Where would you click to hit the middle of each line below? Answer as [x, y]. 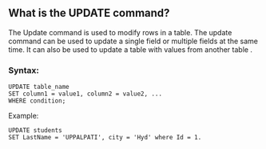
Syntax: [24, 70]
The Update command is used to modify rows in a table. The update [120, 32]
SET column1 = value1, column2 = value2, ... [85, 94]
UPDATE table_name [39, 87]
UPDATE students [35, 131]
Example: [24, 116]
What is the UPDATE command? [89, 13]
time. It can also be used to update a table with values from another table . [131, 49]
